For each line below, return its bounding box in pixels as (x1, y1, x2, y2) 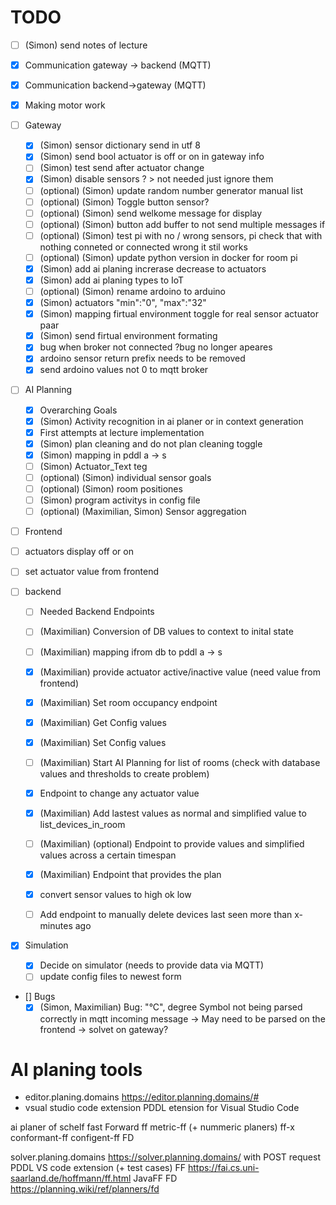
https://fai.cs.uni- (187, 1162, 260, 1174)
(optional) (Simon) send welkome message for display (39, 207, 263, 219)
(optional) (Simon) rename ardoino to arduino (39, 286, 227, 297)
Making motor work (24, 99, 106, 111)
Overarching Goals (39, 404, 118, 416)
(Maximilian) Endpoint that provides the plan (39, 869, 222, 881)
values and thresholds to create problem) (39, 767, 210, 780)
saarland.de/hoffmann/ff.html (10, 1172, 132, 1185)
